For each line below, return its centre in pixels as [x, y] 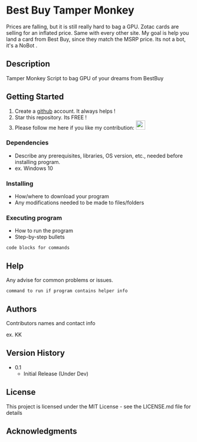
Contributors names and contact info [51, 323]
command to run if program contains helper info [67, 291]
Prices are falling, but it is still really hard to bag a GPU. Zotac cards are [93, 27]
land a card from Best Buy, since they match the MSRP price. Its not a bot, [96, 39]
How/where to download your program [62, 197]
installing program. [37, 162]
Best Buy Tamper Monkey [70, 10]
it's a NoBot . [22, 45]
